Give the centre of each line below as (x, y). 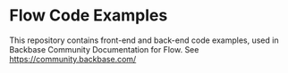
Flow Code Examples (89, 16)
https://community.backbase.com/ (73, 59)
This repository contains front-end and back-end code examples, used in (144, 40)
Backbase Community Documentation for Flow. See (104, 49)
